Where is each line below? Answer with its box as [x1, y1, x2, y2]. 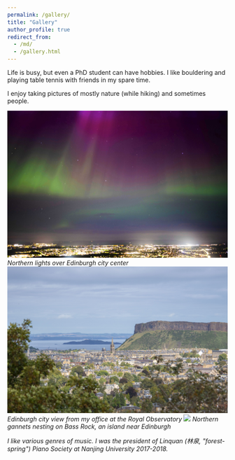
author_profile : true [7, 26, 71, 33]
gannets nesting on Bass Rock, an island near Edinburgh [7, 422, 171, 431]
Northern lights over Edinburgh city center [7, 258, 129, 267]
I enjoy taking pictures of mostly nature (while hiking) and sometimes [7, 90, 206, 97]
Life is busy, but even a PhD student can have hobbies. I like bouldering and [7, 69, 226, 76]
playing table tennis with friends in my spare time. [7, 76, 151, 84]
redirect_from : [7, 34, 52, 41]
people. [7, 97, 29, 105]
